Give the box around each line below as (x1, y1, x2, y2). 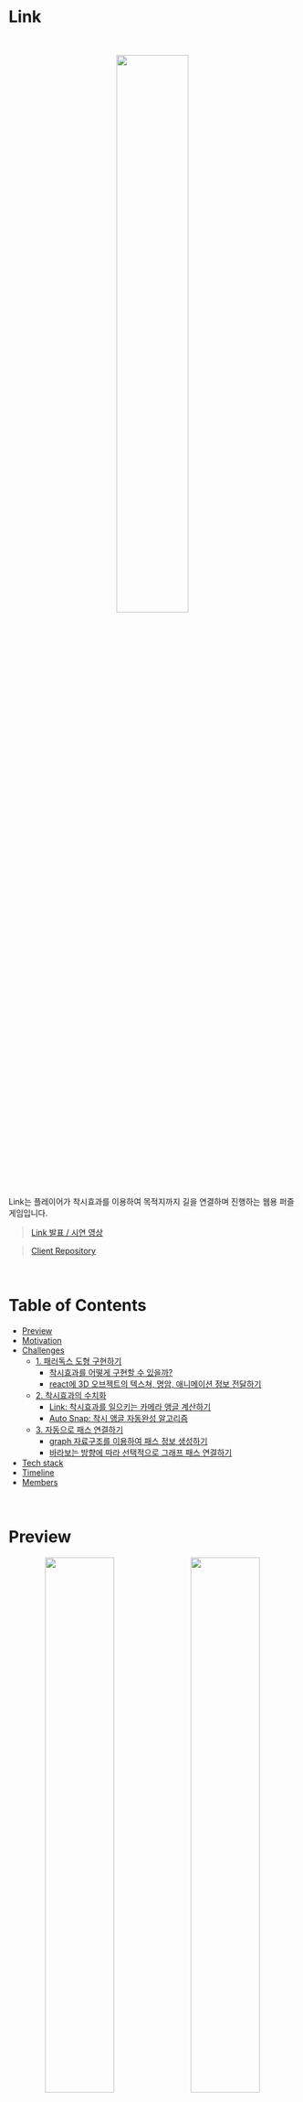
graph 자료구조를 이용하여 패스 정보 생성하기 (48, 1435, 208, 1446)
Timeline (21, 1466, 55, 1478)
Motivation (21, 1335, 63, 1346)
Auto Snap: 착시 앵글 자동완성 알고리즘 (48, 1412, 189, 1423)
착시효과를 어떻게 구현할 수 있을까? (48, 1367, 173, 1378)
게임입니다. (8, 1207, 48, 1218)
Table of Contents (8, 1295, 147, 1316)
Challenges (21, 1345, 65, 1356)
